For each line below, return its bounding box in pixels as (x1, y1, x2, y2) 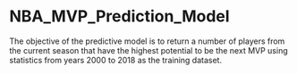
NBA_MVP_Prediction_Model (9, 6, 230, 27)
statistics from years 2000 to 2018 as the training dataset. (9, 54, 222, 65)
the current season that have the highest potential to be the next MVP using (9, 45, 288, 55)
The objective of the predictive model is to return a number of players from (9, 36, 285, 46)
